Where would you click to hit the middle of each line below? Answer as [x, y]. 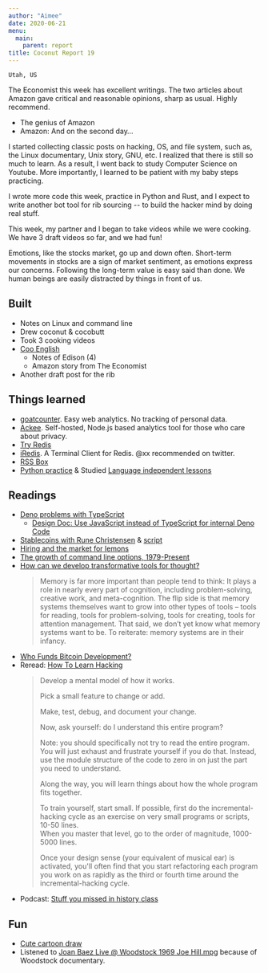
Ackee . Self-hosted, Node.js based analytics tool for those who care [132, 427]
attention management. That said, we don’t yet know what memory [150, 624]
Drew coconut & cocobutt [62, 332]
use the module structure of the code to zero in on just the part [144, 760]
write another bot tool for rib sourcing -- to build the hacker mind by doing [130, 205]
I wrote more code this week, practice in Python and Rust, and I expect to [129, 196]
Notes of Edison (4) [64, 357]
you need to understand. [80, 768]
